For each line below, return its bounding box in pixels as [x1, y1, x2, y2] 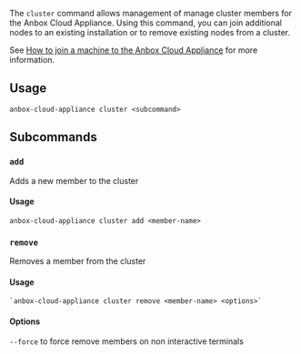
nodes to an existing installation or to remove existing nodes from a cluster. [9, 27, 291, 37]
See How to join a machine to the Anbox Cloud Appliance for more [9, 45, 258, 56]
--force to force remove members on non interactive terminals [9, 336, 244, 347]
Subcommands [9, 129, 97, 145]
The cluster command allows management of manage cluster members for [9, 8, 293, 18]
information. [9, 55, 55, 65]
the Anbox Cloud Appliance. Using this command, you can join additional [9, 17, 283, 28]
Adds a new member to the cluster [9, 175, 139, 186]
